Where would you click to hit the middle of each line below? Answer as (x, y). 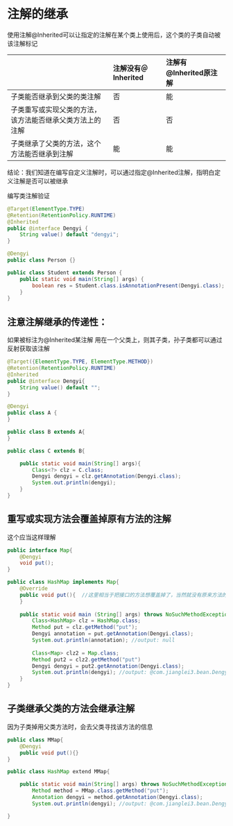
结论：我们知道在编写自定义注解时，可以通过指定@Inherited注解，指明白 (111, 172)
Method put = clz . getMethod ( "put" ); (85, 627)
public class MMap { (35, 740)
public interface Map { (40, 550)
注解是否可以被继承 (40, 180)
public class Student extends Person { (65, 272)
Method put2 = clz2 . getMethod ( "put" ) (86, 659)
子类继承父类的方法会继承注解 (71, 709)
